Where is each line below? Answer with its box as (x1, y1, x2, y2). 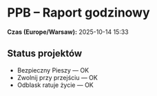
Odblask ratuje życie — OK (17, 81, 94, 89)
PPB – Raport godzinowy (7, 5, 150, 21)
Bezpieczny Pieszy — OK (17, 66, 90, 74)
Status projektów (7, 48, 83, 59)
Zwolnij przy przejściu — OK (17, 73, 98, 81)
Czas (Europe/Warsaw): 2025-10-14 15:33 (7, 28, 129, 36)
